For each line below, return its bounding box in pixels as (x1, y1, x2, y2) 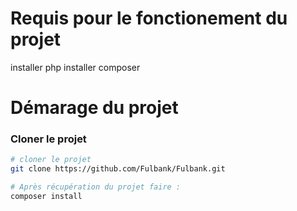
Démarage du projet (10, 97, 179, 119)
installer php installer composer (10, 61, 141, 73)
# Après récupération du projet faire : (10, 182, 182, 192)
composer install (10, 192, 83, 202)
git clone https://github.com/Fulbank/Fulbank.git (10, 164, 226, 174)
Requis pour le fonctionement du (10, 7, 288, 30)
